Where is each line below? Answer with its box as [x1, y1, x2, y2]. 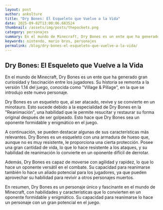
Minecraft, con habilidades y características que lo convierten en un [5, 189, 141, 195]
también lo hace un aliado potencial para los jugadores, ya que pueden [5, 170, 147, 175]
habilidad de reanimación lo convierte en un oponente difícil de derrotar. [5, 150, 149, 156]
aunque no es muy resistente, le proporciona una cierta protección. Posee [5, 140, 153, 145]
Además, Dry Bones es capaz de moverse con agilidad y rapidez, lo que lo [5, 159, 154, 165]
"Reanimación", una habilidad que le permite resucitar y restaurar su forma [5, 109, 154, 115]
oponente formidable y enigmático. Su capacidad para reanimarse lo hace [5, 194, 153, 200]
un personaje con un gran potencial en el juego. [5, 200, 101, 206]
